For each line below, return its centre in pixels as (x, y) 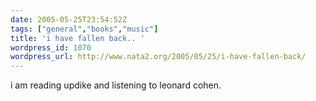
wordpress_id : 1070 (51, 47)
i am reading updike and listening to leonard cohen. (116, 85)
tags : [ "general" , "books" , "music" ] (84, 29)
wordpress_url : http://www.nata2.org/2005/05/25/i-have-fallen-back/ (158, 57)
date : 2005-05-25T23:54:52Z (69, 19)
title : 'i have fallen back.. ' (77, 38)
